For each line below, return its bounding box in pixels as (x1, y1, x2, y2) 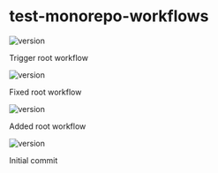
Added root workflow (9, 121, 86, 132)
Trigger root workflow (9, 52, 88, 63)
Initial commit (9, 154, 58, 165)
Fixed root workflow (9, 86, 82, 97)
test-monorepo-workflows (9, 6, 209, 26)
